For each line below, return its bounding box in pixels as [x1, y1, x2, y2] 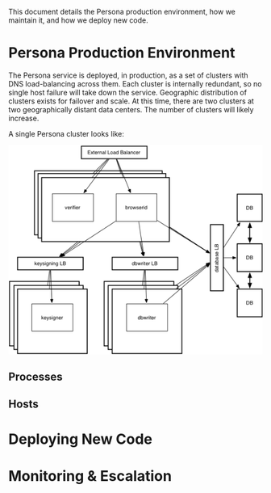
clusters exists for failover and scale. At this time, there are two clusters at [8, 96, 254, 106]
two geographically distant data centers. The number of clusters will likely [8, 104, 254, 114]
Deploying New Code [8, 430, 153, 448]
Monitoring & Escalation [8, 466, 172, 485]
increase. [8, 113, 40, 123]
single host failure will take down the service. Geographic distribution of [8, 87, 248, 97]
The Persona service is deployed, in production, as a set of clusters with [8, 70, 248, 80]
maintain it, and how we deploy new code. [8, 15, 148, 25]
